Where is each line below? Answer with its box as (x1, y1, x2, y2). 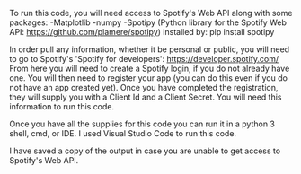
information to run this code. (9, 101, 115, 111)
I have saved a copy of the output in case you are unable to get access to (9, 145, 281, 156)
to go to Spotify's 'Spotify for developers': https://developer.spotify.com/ (9, 54, 279, 64)
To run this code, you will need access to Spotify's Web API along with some (9, 8, 293, 18)
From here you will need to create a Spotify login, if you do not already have (9, 63, 290, 74)
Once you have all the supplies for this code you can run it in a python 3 (9, 118, 276, 129)
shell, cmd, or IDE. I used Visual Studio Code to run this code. (9, 128, 236, 138)
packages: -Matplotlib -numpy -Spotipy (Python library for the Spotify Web (9, 17, 288, 28)
